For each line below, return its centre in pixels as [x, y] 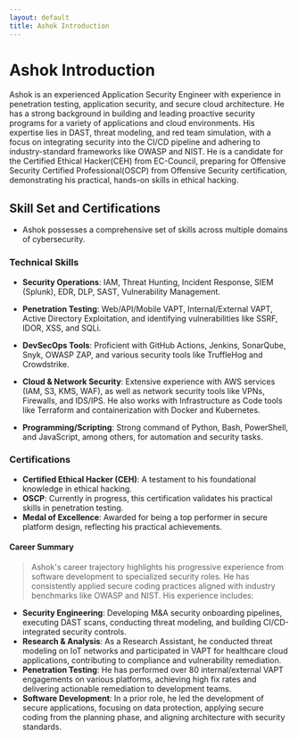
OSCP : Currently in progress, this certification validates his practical [147, 498]
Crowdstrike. [46, 364]
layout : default [39, 17]
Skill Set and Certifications [85, 208]
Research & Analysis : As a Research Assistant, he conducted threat [147, 642]
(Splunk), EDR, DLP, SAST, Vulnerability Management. [121, 291]
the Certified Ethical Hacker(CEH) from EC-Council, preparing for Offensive [148, 161]
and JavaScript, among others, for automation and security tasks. [142, 437]
